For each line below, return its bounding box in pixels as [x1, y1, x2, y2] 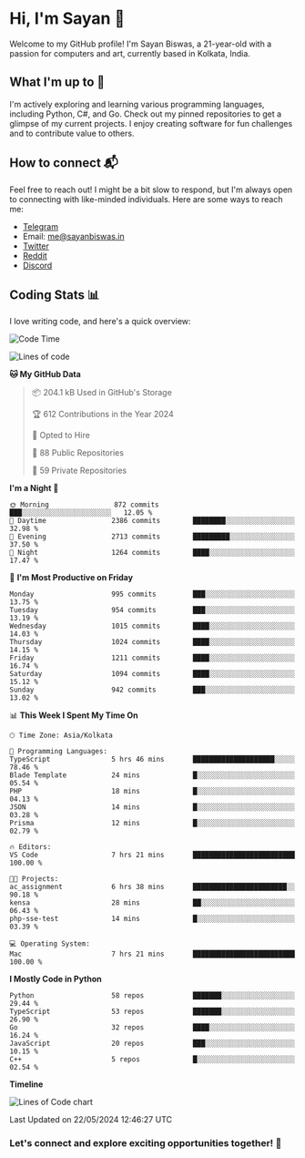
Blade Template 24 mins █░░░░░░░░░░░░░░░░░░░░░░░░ [9, 771, 296, 780]
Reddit [22, 250, 47, 261]
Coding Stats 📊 [9, 287, 100, 302]
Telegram [22, 220, 59, 231]
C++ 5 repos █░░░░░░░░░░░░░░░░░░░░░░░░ [9, 1055, 296, 1064]
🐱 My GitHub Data [9, 369, 82, 380]
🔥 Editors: [9, 843, 52, 852]
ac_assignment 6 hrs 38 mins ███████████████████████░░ [9, 883, 296, 892]
